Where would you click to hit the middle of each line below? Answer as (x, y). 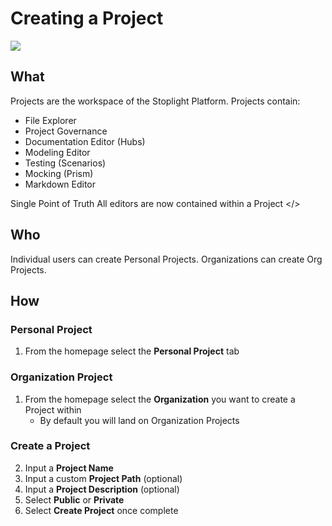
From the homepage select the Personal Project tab (132, 351)
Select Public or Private (74, 499)
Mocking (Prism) (59, 173)
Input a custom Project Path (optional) (103, 478)
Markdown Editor (60, 184)
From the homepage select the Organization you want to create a (160, 399)
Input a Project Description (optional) (102, 489)
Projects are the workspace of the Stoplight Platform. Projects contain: (155, 101)
